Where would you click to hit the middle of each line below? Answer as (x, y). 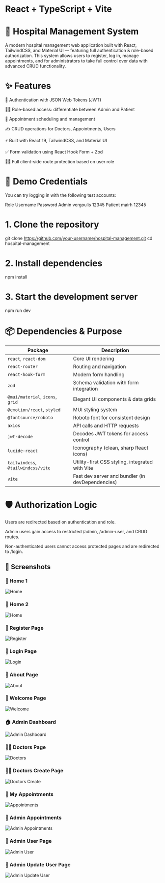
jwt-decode (20, 437)
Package (38, 350)
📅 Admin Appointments (33, 818)
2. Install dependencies (54, 263)
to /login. (14, 551)
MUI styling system (95, 409)
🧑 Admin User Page (28, 841)
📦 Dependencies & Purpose (64, 331)
